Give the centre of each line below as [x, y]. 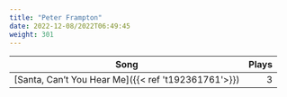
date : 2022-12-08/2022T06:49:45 [70, 26]
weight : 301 [31, 34]
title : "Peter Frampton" [56, 18]
